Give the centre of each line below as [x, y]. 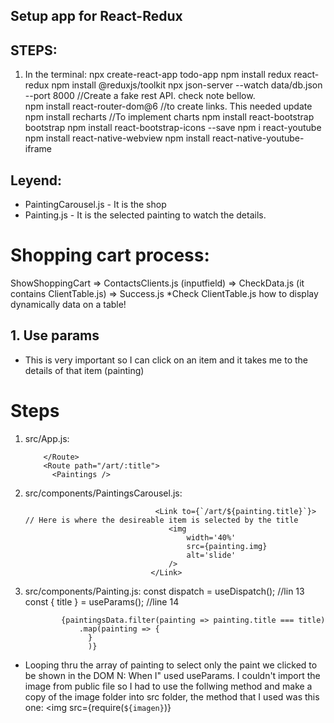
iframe [38, 149]
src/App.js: [47, 438]
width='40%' [211, 537]
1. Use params [55, 335]
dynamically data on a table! [68, 304]
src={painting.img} [227, 546]
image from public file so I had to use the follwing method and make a [168, 686]
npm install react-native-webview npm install [117, 138]
